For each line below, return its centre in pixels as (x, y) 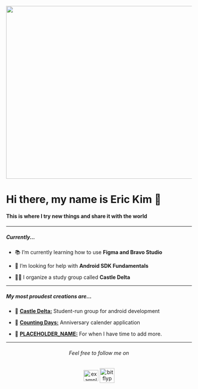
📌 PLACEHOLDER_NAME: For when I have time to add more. (88, 334)
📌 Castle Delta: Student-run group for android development (87, 311)
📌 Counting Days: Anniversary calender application (77, 322)
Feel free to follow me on (99, 353)
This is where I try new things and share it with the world (77, 216)
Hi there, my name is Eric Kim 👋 (84, 200)
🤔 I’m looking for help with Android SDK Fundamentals (82, 266)
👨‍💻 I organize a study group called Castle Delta (72, 277)
